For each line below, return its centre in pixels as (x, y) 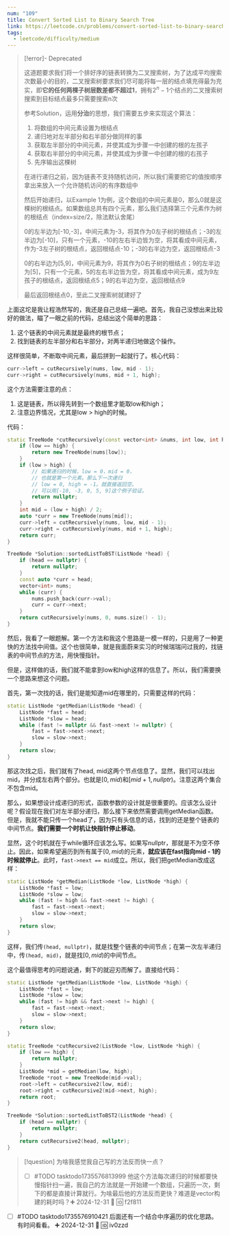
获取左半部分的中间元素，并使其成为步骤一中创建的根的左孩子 (121, 145)
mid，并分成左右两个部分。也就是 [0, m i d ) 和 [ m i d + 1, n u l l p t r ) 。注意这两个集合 (114, 779)
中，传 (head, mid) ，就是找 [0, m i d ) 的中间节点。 (74, 955)
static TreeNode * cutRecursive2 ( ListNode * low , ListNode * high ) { (104, 1046)
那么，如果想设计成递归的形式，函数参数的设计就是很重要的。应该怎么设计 (112, 802)
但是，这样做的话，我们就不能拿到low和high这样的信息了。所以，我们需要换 (114, 670)
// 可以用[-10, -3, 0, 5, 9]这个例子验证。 (89, 491)
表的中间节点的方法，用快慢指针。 (55, 655)
